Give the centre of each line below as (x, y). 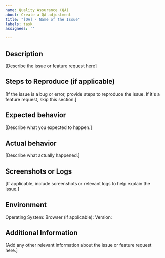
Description (24, 54)
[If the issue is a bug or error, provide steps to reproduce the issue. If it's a (83, 94)
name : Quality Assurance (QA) (37, 10)
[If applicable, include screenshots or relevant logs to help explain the (78, 184)
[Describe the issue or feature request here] (51, 66)
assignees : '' (20, 29)
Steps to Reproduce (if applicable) (60, 82)
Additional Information (42, 233)
